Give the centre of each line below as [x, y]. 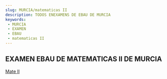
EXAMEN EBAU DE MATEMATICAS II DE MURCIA [84, 59]
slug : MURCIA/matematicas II [36, 10]
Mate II [13, 71]
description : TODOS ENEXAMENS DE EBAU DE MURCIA [58, 15]
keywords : [16, 19]
